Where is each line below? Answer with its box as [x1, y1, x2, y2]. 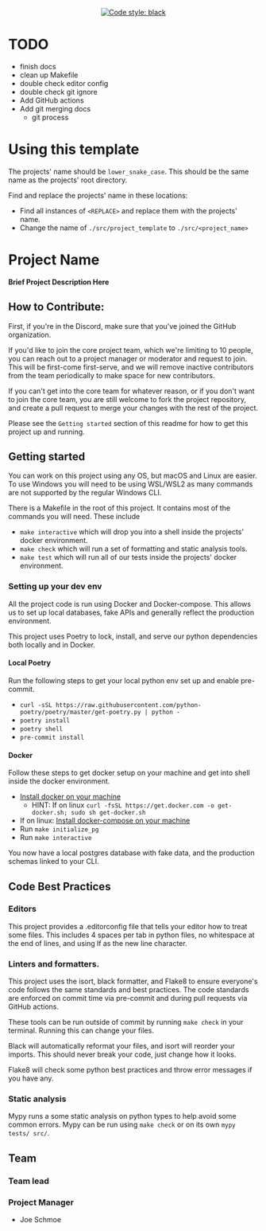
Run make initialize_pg [19, 824, 99, 834]
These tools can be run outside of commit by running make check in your [8, 1018, 244, 1027]
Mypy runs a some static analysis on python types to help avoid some [8, 1112, 237, 1121]
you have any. [8, 1073, 54, 1083]
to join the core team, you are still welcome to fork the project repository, [8, 394, 246, 404]
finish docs [19, 61, 56, 71]
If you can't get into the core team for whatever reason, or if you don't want [8, 386, 255, 396]
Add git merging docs [19, 104, 91, 113]
